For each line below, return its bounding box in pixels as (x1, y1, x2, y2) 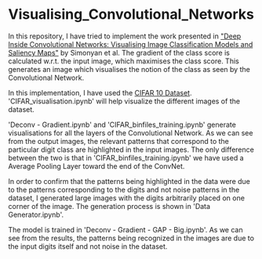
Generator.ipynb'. (8, 210, 64, 219)
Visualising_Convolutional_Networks (8, 5, 255, 23)
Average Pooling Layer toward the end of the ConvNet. (8, 161, 185, 171)
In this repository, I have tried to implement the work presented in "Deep (8, 31, 242, 41)
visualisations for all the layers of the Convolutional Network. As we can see (8, 128, 253, 138)
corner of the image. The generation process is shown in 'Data (8, 201, 210, 210)
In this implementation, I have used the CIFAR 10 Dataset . (8, 88, 192, 97)
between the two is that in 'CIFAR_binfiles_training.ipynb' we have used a (8, 153, 245, 162)
